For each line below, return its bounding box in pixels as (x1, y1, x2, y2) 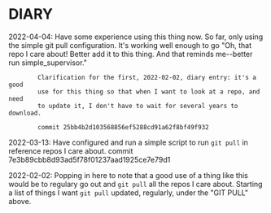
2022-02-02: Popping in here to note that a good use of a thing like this (8, 170, 248, 180)
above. (8, 196, 32, 206)
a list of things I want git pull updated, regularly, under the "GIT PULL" (8, 188, 248, 198)
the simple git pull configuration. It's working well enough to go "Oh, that (8, 40, 252, 50)
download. (8, 109, 42, 117)
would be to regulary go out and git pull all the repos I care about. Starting (8, 179, 263, 189)
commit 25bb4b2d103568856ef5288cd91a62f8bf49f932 (37, 123, 209, 131)
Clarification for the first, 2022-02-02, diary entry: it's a (37, 73, 256, 81)
